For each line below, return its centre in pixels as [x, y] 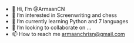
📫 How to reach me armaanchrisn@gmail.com [68, 34]
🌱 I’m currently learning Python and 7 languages [70, 21]
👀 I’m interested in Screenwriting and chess [64, 15]
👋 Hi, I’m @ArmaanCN [38, 9]
